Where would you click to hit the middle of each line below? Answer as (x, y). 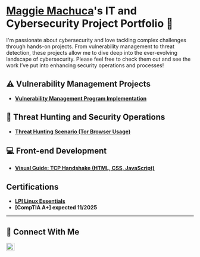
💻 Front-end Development (57, 151)
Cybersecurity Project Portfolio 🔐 (90, 23)
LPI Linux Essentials (40, 201)
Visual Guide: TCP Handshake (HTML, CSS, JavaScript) (85, 168)
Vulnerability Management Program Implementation (81, 98)
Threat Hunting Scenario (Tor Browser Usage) (73, 131)
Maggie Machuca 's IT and (71, 11)
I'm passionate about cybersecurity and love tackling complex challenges (96, 40)
